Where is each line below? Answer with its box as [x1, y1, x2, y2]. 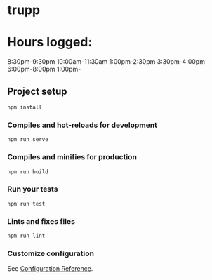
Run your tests [7, 185, 58, 194]
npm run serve [7, 136, 49, 143]
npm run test [7, 200, 46, 207]
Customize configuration [7, 248, 95, 258]
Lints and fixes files [7, 216, 76, 226]
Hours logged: [7, 34, 93, 51]
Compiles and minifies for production [7, 152, 137, 162]
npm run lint [7, 232, 46, 240]
